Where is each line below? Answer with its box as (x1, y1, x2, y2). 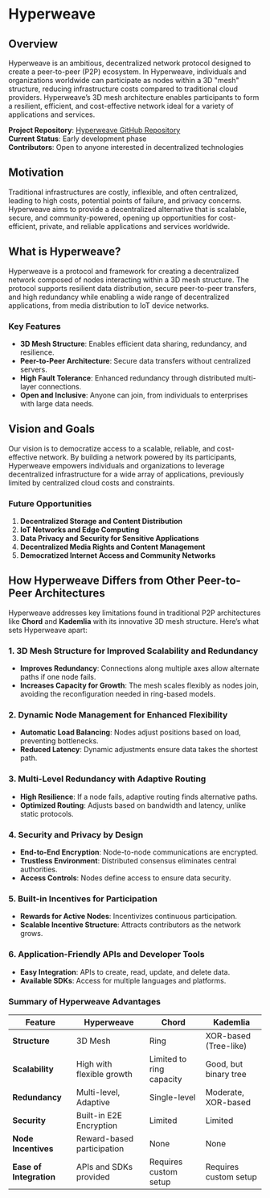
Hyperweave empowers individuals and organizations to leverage (8, 460, 225, 470)
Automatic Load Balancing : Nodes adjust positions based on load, (19, 727, 241, 738)
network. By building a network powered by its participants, (39, 452, 237, 462)
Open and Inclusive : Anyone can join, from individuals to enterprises (19, 390, 248, 400)
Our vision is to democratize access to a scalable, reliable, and (8, 443, 215, 453)
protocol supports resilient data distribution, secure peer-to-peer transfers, (8, 283, 257, 293)
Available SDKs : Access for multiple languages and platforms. (19, 975, 227, 985)
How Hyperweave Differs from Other (8, 574, 195, 588)
